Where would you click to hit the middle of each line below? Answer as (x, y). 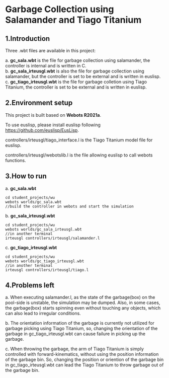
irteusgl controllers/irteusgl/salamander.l (53, 238)
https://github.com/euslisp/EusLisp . (42, 130)
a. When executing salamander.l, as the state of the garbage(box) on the (80, 297)
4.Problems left (30, 285)
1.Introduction (28, 39)
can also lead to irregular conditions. (43, 314)
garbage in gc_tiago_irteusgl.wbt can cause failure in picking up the (75, 334)
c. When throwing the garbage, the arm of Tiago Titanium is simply (75, 349)
